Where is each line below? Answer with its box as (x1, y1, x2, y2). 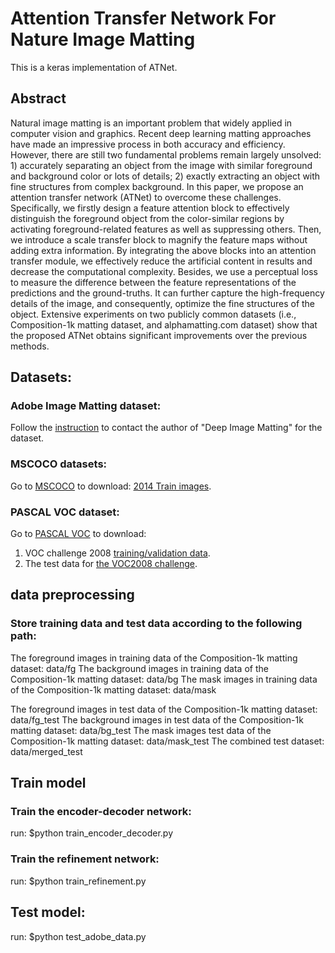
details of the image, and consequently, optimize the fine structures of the (10, 297, 316, 309)
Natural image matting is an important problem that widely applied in (10, 117, 293, 129)
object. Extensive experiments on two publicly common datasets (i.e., (10, 308, 297, 320)
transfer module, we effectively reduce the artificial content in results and (10, 255, 313, 267)
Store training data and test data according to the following (10, 617, 303, 631)
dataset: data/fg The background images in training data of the (10, 662, 269, 674)
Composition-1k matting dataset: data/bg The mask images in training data (10, 673, 318, 685)
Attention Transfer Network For (10, 7, 277, 30)
